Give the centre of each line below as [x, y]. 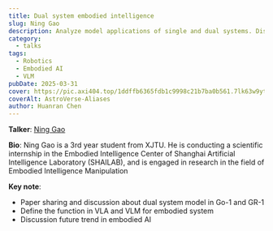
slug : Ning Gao [34, 24]
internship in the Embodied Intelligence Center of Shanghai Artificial [122, 154]
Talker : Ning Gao [37, 130]
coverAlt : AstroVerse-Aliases [60, 99]
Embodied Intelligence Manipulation [68, 171]
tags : [17, 53]
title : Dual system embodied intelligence [81, 16]
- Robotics [34, 62]
